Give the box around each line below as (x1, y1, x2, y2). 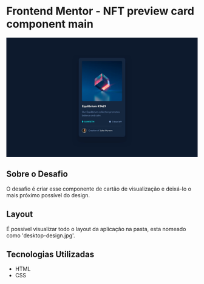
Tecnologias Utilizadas (6, 249, 95, 259)
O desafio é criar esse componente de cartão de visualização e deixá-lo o (6, 185, 191, 192)
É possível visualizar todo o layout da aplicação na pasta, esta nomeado (6, 225, 186, 232)
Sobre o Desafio (6, 169, 68, 180)
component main (6, 17, 94, 31)
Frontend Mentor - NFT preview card (6, 4, 194, 18)
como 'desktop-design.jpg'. (6, 232, 75, 239)
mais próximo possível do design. (6, 191, 90, 198)
